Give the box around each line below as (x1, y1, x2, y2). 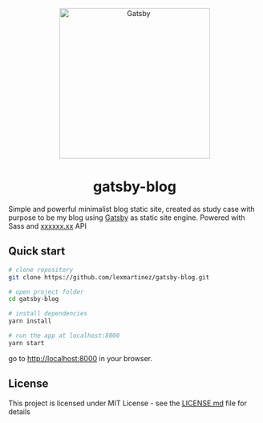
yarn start (8, 339, 45, 347)
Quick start (8, 245, 66, 258)
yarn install (8, 317, 52, 325)
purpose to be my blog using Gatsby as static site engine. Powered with (8, 213, 246, 222)
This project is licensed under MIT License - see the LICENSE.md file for (8, 398, 247, 408)
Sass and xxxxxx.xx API (8, 221, 87, 230)
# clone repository (8, 266, 74, 274)
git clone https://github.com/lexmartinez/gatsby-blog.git (8, 273, 210, 281)
